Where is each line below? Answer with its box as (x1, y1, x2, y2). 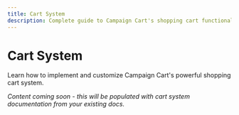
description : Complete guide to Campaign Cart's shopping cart (7, 17, 199, 24)
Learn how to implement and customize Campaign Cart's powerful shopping (7, 71, 231, 80)
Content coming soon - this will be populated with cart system (7, 92, 191, 101)
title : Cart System (7, 10, 65, 18)
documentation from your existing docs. (7, 100, 125, 109)
